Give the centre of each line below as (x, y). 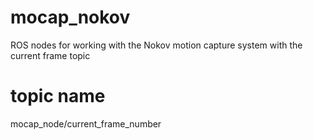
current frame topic (50, 55)
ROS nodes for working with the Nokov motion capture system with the (156, 45)
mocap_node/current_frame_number (86, 123)
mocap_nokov (70, 17)
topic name (58, 96)
